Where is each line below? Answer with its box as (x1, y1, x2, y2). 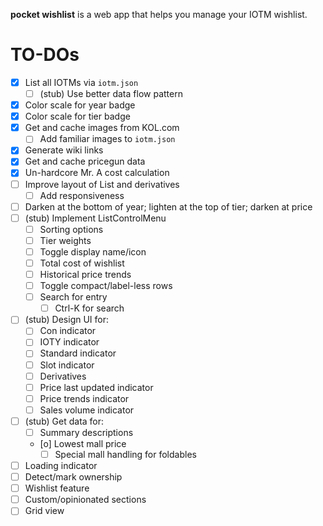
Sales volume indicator (39, 404, 135, 416)
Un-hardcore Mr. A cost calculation (24, 167, 170, 179)
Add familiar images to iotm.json (39, 133, 176, 145)
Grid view (24, 505, 65, 517)
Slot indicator (39, 359, 95, 371)
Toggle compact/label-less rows (39, 280, 173, 292)
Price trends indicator (39, 392, 130, 404)
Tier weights (39, 234, 92, 246)
